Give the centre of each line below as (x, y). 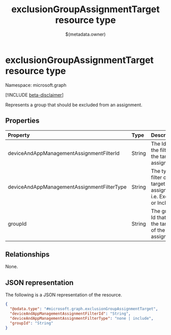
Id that (159, 217)
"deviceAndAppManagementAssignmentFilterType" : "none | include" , (82, 318)
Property (19, 135)
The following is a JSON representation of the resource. (64, 295)
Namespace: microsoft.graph (36, 85)
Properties (22, 121)
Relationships (27, 254)
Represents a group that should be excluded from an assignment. (74, 105)
